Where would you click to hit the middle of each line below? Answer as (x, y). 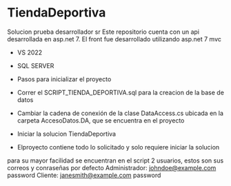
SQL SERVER (36, 65)
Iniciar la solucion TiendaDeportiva (66, 134)
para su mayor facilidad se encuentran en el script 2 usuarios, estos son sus (115, 161)
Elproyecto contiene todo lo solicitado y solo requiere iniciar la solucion (118, 147)
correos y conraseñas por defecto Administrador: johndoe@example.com (112, 167)
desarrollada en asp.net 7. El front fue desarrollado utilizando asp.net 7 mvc (114, 39)
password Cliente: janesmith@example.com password (84, 175)
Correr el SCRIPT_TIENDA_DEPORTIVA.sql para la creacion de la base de (120, 92)
